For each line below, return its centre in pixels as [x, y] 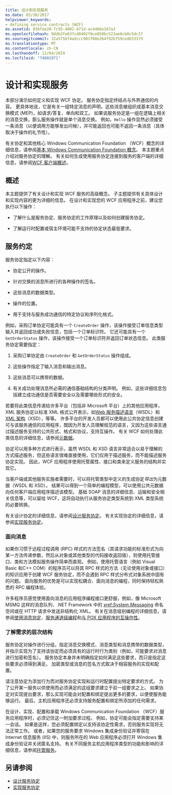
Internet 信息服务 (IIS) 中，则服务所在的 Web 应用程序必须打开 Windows [81, 737]
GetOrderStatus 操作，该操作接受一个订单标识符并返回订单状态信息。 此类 [83, 338]
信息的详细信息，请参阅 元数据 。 [43, 437]
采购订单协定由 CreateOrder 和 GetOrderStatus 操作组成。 [73, 355]
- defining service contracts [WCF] [44, 24]
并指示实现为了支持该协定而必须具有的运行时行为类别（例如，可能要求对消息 [86, 651]
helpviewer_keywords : [28, 20]
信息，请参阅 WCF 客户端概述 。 [38, 163]
